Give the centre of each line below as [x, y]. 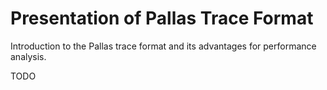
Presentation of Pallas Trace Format [162, 18]
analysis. [28, 56]
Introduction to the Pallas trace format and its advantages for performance [163, 46]
